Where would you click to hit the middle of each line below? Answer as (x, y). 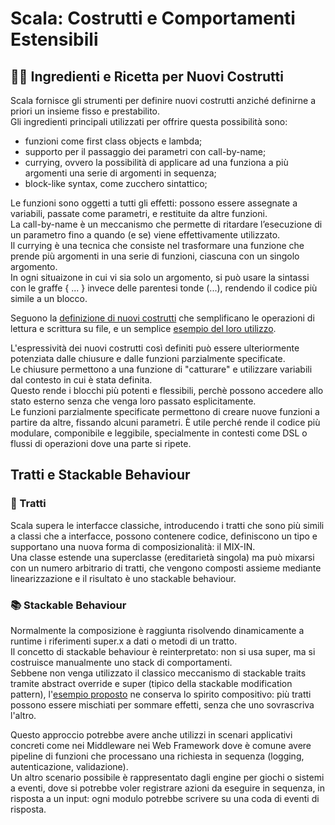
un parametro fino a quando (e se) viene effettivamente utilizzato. (145, 235)
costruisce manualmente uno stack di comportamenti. (121, 662)
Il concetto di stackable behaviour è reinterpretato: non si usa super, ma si (163, 651)
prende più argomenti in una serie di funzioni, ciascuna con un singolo (155, 256)
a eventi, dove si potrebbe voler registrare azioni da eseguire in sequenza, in (168, 788)
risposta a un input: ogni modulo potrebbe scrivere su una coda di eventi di (165, 798)
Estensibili (54, 39)
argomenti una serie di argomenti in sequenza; (120, 173)
